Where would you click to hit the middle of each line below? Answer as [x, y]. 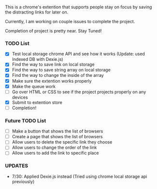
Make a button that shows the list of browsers [57, 131]
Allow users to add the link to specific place [55, 153]
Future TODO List [26, 120]
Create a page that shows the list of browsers [57, 137]
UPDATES [17, 166]
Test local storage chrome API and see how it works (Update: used [78, 54]
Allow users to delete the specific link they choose [62, 142]
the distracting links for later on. [37, 12]
